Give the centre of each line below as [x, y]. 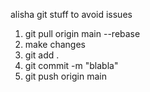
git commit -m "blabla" [71, 65]
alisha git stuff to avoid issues [71, 14]
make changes [55, 44]
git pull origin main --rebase [82, 33]
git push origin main [65, 76]
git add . [42, 55]
